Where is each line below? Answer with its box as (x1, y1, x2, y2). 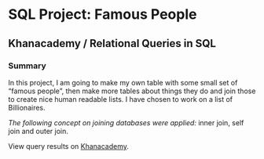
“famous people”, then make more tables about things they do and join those (8, 86, 256, 96)
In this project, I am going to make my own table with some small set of (8, 78, 238, 87)
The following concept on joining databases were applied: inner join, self (8, 117, 244, 127)
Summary (8, 60, 47, 71)
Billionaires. (8, 103, 46, 112)
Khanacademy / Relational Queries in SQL (8, 37, 216, 50)
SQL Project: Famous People (8, 5, 197, 23)
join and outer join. (8, 126, 68, 136)
